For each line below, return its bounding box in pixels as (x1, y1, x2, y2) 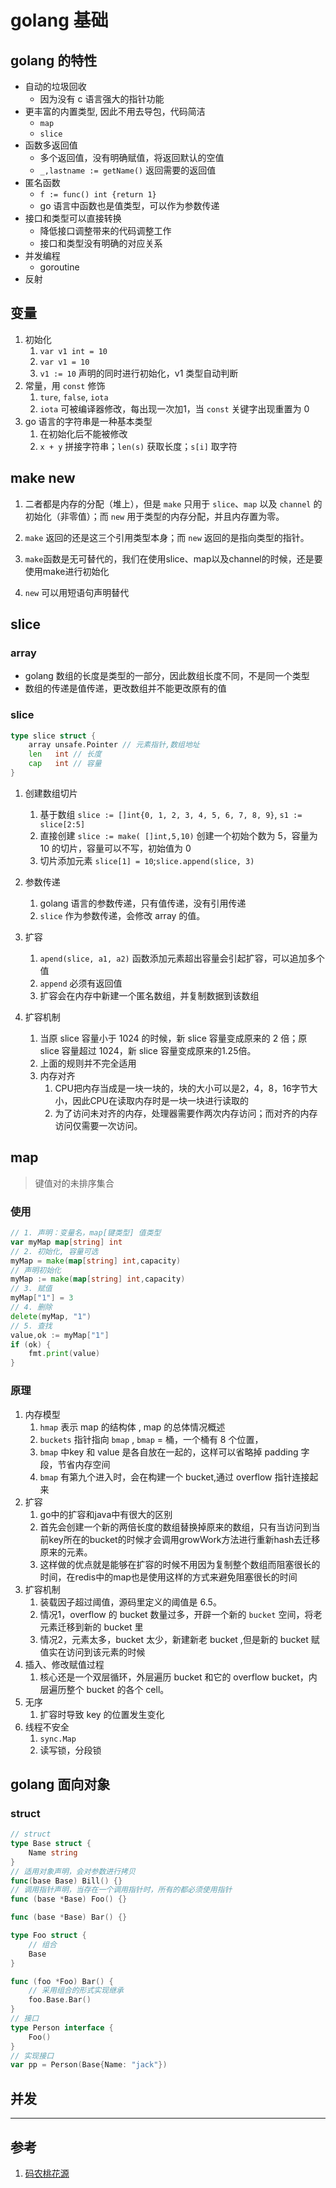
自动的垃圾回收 (24, 81, 87, 92)
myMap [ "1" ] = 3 (10, 1293, 74, 1303)
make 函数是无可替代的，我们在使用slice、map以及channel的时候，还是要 (24, 552, 323, 565)
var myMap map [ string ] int (10, 1237, 123, 1247)
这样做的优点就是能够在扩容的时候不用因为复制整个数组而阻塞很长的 (39, 1558, 321, 1570)
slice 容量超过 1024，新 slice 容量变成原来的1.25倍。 (39, 1044, 257, 1056)
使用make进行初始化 (24, 565, 110, 577)
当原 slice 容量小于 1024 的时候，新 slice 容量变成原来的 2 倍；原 (39, 1032, 308, 1044)
